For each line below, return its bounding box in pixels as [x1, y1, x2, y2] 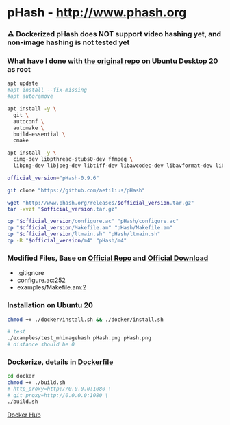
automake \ [13, 125, 44, 131]
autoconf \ [13, 118, 44, 125]
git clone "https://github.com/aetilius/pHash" [7, 187, 146, 194]
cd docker [7, 373, 36, 380]
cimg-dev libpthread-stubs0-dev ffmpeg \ [13, 156, 133, 163]
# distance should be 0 [7, 341, 75, 348]
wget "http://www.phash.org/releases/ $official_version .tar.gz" [7, 199, 194, 206]
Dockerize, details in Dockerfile [7, 357, 114, 367]
